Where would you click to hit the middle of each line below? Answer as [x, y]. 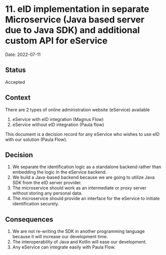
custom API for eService [56, 41]
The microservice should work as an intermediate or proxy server [79, 188]
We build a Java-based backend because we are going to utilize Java [83, 178]
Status [16, 70]
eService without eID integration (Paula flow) [58, 125]
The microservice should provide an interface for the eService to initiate [86, 198]
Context [18, 98]
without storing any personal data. [47, 193]
